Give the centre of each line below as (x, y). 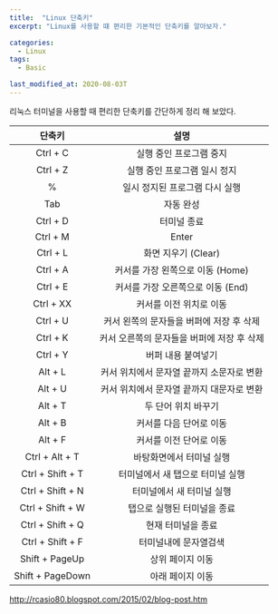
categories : (32, 43)
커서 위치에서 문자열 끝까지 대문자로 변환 (182, 389)
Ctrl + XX (53, 303)
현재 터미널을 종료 (182, 525)
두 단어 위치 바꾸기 (182, 406)
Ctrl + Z (52, 170)
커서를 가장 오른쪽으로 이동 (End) (182, 287)
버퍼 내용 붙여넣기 (182, 355)
